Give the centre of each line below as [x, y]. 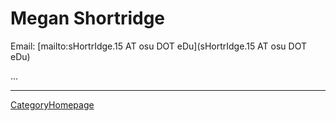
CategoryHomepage [52, 104]
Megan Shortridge [88, 18]
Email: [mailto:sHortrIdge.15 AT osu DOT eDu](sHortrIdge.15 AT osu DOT [158, 46]
